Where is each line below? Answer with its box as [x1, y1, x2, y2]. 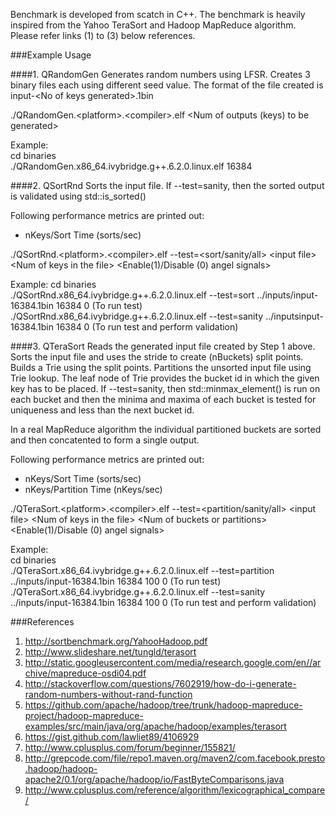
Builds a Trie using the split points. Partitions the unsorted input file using [10, 362, 312, 373]
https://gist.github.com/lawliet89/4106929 [24, 731, 200, 743]
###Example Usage [10, 49, 92, 61]
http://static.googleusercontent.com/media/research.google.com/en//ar [24, 657, 322, 668]
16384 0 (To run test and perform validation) [55, 321, 239, 333]
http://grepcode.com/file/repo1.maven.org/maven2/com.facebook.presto [24, 752, 326, 764]
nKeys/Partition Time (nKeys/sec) [24, 484, 163, 495]
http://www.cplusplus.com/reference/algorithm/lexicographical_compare [24, 784, 326, 796]
